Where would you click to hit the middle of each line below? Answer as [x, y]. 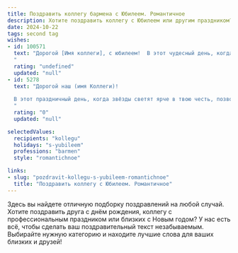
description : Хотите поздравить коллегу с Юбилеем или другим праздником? [120, 20]
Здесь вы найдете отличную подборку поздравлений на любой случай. [116, 204]
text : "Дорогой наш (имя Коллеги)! [66, 86]
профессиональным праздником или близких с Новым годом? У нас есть [119, 219]
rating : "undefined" [44, 66]
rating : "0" [32, 112]
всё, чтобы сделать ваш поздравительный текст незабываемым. [106, 226]
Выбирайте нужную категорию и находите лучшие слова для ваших [110, 234]
